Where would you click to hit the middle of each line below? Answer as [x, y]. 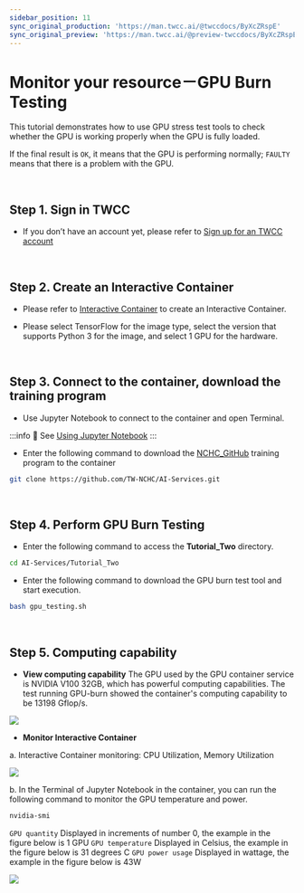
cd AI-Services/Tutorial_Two [64, 563]
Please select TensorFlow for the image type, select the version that [149, 326]
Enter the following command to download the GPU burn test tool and [152, 581]
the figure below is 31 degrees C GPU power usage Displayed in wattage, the [149, 852]
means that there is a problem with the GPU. [92, 164]
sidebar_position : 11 [50, 18]
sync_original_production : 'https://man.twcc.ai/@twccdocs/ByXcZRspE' [145, 26]
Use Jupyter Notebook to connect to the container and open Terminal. [153, 418]
